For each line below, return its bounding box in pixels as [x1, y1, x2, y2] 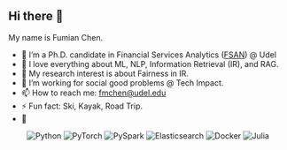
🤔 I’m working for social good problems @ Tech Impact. [20, 77, 224, 88]
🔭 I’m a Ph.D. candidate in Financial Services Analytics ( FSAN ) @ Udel [20, 49, 276, 60]
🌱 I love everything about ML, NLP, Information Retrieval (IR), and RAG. [20, 58, 279, 69]
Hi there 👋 [8, 9, 64, 24]
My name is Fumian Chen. [8, 32, 104, 42]
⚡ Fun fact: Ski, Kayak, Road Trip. [20, 101, 143, 111]
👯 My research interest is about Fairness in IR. [20, 68, 190, 79]
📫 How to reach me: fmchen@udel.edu [20, 87, 167, 98]
